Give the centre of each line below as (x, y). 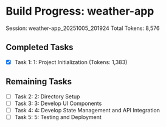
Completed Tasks (40, 47)
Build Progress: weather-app (80, 11)
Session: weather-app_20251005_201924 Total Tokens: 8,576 (83, 28)
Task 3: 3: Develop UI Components (58, 103)
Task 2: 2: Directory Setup (47, 96)
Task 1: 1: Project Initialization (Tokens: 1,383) (71, 62)
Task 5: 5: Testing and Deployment (58, 117)
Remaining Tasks (39, 82)
